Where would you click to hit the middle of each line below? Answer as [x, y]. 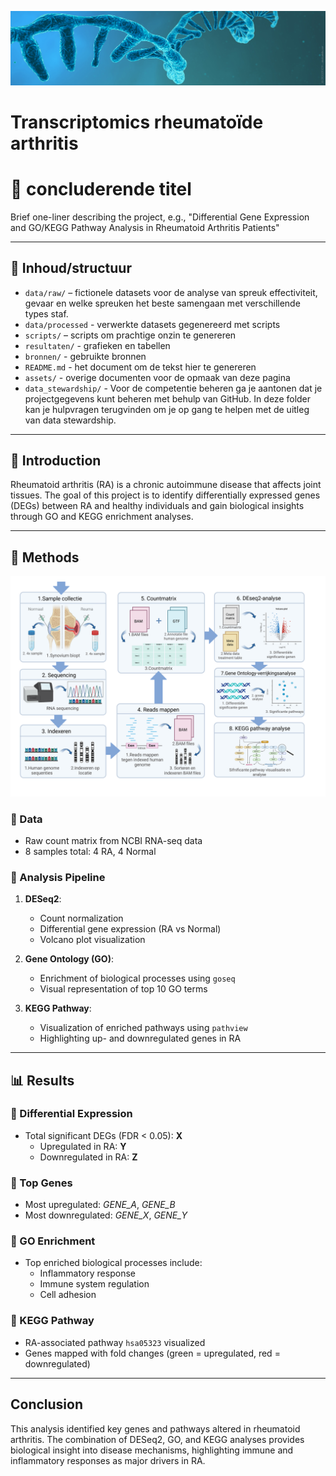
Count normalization [81, 918]
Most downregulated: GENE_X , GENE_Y [106, 1215]
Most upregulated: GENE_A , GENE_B [100, 1205]
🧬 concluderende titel [101, 188]
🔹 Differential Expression [71, 1114]
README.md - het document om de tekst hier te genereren [140, 367]
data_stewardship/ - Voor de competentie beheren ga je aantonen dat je [173, 388]
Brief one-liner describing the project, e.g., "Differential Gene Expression [160, 217]
